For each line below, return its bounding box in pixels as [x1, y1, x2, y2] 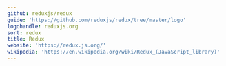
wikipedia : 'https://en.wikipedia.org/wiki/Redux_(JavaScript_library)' [7, 49, 220, 56]
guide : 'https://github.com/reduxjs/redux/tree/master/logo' [7, 16, 187, 23]
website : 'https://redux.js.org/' [7, 42, 107, 49]
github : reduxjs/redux [7, 10, 72, 17]
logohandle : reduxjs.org [7, 23, 79, 30]
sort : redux [7, 29, 41, 36]
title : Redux [7, 36, 45, 43]
